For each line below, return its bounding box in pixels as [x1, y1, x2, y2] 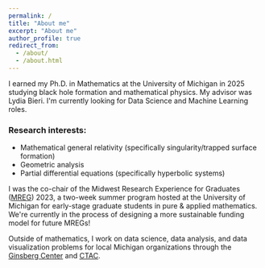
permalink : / [8, 11, 52, 20]
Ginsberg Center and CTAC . [8, 251, 101, 261]
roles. [8, 104, 27, 113]
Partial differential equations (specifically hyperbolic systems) [19, 168, 226, 178]
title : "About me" [8, 19, 70, 27]
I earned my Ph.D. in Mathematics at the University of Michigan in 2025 [8, 78, 245, 89]
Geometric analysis [19, 160, 85, 170]
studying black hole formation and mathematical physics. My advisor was [8, 87, 252, 97]
